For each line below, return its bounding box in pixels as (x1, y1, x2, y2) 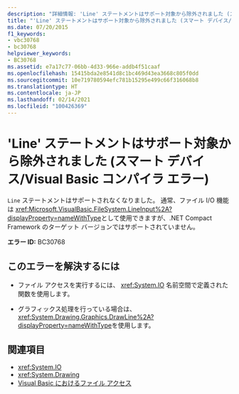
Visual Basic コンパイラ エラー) (24, 171, 210, 187)
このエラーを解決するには (7, 261, 119, 273)
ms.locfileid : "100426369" (7, 103, 87, 110)
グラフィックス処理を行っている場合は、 (17, 305, 137, 313)
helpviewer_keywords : (7, 50, 72, 58)
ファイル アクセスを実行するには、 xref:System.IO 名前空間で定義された (17, 280, 229, 289)
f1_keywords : (7, 30, 46, 38)
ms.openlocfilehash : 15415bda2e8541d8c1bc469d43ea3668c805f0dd (7, 70, 199, 77)
